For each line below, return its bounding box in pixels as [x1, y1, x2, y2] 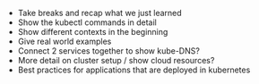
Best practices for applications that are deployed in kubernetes [17, 64, 251, 75]
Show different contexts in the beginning [17, 27, 168, 37]
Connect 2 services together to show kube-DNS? [17, 46, 200, 56]
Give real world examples [17, 36, 112, 46]
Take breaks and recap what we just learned [17, 8, 182, 18]
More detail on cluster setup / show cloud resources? [17, 55, 215, 65]
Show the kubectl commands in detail [17, 17, 157, 28]
